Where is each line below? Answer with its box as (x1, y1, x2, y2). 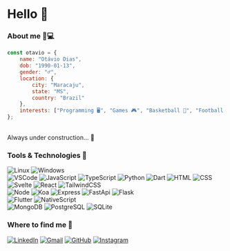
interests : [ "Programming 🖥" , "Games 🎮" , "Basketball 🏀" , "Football (19, 107, 224, 114)
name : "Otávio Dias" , (19, 56, 82, 63)
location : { (19, 75, 54, 82)
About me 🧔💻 (7, 31, 55, 41)
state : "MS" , (32, 88, 70, 95)
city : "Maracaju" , (32, 81, 85, 88)
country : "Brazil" (32, 94, 85, 101)
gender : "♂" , (19, 69, 57, 76)
